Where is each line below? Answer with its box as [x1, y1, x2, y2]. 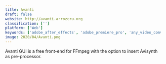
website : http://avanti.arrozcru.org [5, 16, 83, 21]
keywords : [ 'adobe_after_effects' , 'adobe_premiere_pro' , [5, 30, 127, 35]
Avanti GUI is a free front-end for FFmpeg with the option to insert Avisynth [5, 48, 158, 54]
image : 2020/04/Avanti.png [5, 35, 61, 40]
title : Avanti [5, 7, 35, 12]
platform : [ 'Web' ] [5, 26, 43, 31]
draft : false [5, 12, 32, 17]
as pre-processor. [5, 53, 42, 59]
